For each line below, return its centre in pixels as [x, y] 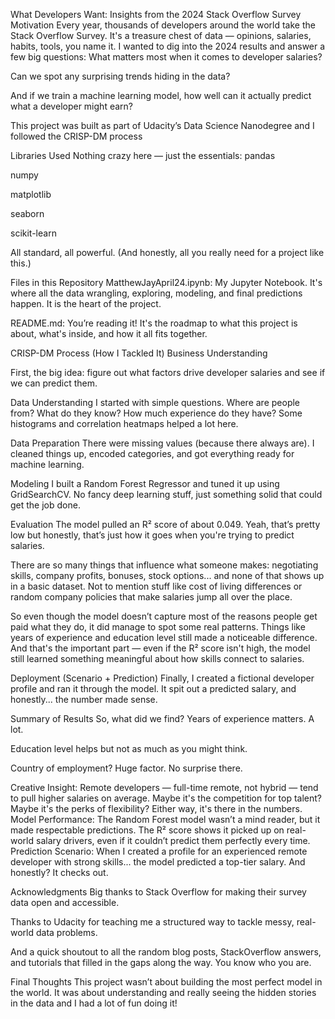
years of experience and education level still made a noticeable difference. [164, 637]
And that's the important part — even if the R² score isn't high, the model [160, 648]
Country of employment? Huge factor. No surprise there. [126, 768]
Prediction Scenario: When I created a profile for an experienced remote [159, 851]
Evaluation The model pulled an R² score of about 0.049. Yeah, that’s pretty [165, 524]
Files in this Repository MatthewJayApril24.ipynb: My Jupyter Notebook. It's [166, 282]
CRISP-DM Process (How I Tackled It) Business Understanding [139, 353]
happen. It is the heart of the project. [86, 303]
